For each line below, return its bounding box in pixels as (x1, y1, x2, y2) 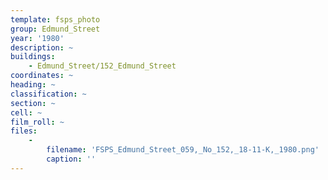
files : (10, 126, 38, 136)
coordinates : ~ (10, 71, 74, 81)
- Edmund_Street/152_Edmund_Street (28, 61, 177, 71)
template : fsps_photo (10, 14, 101, 25)
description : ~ (10, 42, 74, 53)
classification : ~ (10, 89, 87, 99)
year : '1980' (10, 33, 65, 43)
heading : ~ (10, 80, 56, 90)
